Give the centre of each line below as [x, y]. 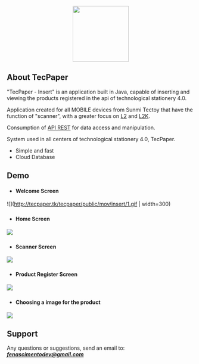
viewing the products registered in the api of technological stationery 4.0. [97, 98]
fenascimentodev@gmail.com [45, 354]
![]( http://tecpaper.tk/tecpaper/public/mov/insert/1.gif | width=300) [89, 204]
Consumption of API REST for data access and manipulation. [81, 127]
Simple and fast [35, 150]
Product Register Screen [46, 275]
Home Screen [32, 219]
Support [22, 334]
